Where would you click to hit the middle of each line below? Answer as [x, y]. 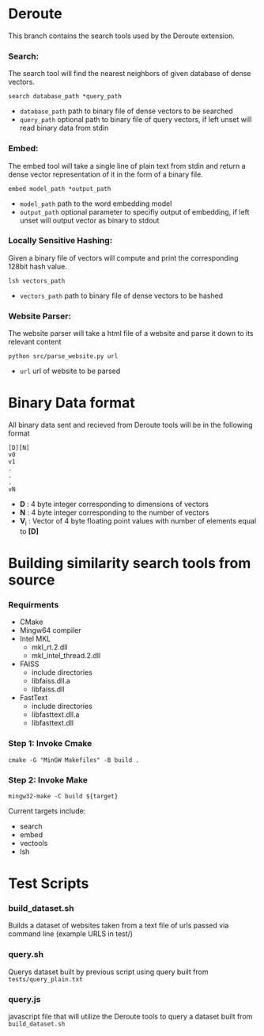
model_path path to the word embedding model [96, 204]
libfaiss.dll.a [51, 681]
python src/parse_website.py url [63, 356]
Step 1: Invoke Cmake [50, 744]
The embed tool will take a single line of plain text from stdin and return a [127, 166]
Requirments [34, 604]
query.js [25, 999]
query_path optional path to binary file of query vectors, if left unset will [136, 120]
